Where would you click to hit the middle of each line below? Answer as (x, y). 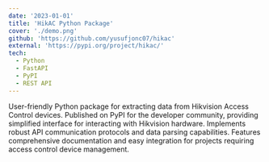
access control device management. (69, 149)
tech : (17, 53)
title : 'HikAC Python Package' (61, 23)
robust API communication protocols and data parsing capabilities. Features (134, 132)
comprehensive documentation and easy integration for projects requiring (131, 140)
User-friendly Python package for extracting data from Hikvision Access (128, 106)
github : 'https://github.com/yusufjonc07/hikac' (92, 38)
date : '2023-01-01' (41, 16)
